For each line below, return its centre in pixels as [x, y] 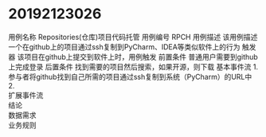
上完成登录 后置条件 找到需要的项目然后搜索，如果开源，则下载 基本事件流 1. [133, 67]
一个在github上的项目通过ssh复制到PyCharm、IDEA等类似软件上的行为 [124, 47]
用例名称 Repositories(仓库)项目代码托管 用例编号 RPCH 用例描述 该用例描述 [133, 37]
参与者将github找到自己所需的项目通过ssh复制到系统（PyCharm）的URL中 [130, 76]
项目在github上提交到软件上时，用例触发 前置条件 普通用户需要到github [141, 57]
